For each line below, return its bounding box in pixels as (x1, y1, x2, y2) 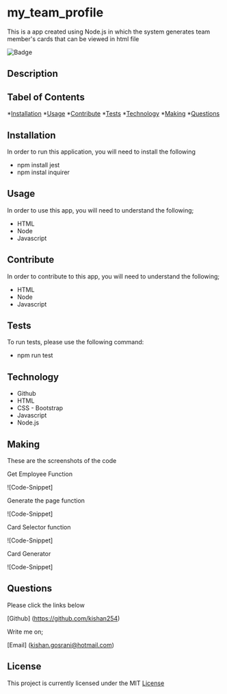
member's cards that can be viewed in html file (7, 34, 139, 43)
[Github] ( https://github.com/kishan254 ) (7, 614, 120, 622)
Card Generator (7, 550, 51, 558)
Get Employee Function (7, 470, 73, 478)
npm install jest (16, 160, 60, 169)
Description (7, 68, 58, 80)
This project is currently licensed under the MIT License (7, 679, 165, 687)
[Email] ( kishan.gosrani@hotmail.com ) (7, 641, 115, 649)
